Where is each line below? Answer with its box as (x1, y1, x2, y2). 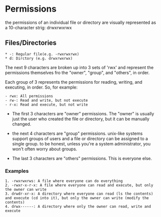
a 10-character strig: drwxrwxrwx (5, 24, 72, 30)
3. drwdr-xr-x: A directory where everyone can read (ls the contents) (5, 191, 153, 197)
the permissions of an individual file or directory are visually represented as (5, 19, 157, 25)
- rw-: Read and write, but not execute (5, 98, 89, 103)
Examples (5, 167, 29, 174)
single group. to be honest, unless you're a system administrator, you (12, 141, 151, 146)
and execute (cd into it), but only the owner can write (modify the (5, 196, 149, 200)
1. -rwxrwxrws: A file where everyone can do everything (5, 179, 123, 183)
